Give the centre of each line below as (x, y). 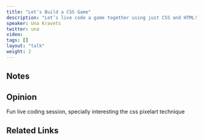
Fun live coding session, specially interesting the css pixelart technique (95, 111)
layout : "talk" (26, 46)
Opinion (22, 97)
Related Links (33, 131)
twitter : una (23, 29)
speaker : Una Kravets (34, 23)
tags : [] (17, 40)
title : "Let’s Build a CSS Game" (49, 12)
